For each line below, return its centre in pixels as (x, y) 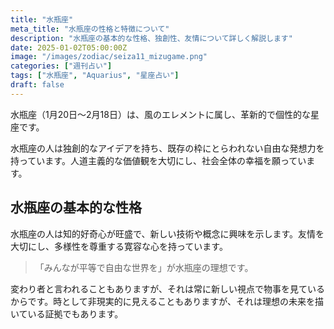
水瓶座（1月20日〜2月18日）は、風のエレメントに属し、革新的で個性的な (160, 114)
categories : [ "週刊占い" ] (61, 66)
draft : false (37, 85)
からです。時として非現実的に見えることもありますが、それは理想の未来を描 (167, 301)
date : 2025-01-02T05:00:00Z (69, 47)
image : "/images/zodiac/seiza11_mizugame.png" (109, 57)
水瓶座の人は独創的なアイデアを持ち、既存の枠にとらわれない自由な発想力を (167, 148)
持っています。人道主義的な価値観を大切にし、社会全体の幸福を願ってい (158, 160)
